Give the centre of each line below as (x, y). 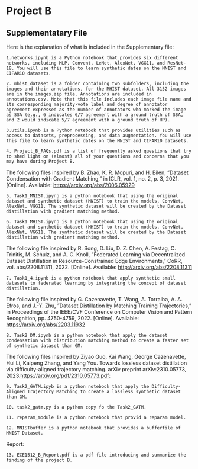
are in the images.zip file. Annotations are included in (79, 94)
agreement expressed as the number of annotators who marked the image (96, 110)
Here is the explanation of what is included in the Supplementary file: (90, 47)
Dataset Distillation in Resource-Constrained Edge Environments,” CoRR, (94, 261)
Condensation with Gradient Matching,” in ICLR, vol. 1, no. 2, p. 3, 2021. (92, 179)
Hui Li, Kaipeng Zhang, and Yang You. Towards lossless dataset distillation (97, 363)
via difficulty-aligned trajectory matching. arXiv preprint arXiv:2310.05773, (96, 369)
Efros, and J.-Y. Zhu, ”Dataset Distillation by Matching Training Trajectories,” (99, 306)
